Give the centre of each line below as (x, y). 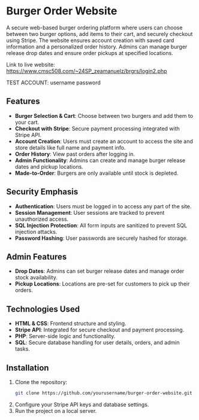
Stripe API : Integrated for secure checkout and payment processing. (99, 330)
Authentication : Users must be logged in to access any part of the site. (103, 206)
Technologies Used (43, 309)
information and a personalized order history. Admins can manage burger (97, 47)
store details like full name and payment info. (70, 147)
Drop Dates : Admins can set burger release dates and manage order (99, 271)
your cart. (27, 122)
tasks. (22, 349)
